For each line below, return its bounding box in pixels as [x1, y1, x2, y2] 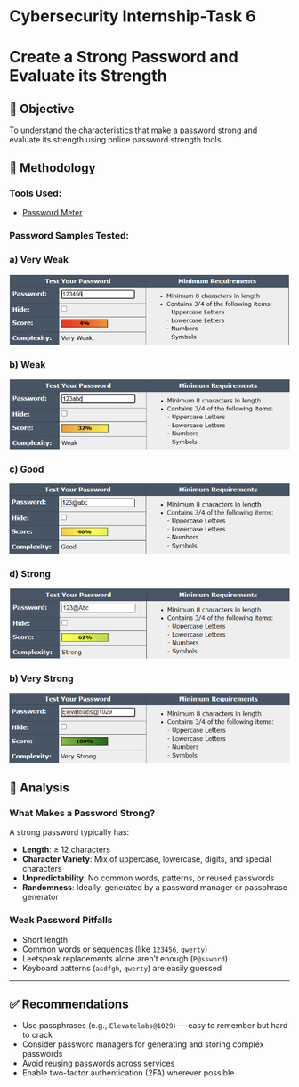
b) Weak [9, 359, 46, 370]
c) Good [9, 463, 44, 475]
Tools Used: [9, 187, 62, 199]
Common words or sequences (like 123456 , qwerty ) [21, 944, 208, 954]
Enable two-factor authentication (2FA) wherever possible [21, 1067, 235, 1078]
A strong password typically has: [9, 827, 130, 838]
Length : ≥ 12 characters [21, 844, 111, 856]
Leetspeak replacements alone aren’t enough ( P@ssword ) [21, 953, 229, 963]
